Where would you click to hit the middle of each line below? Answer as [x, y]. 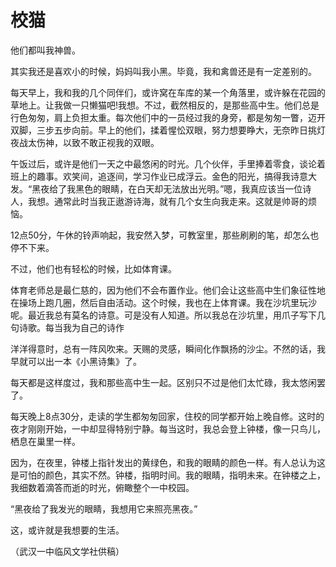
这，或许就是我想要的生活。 [67, 530]
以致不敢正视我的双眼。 [111, 142]
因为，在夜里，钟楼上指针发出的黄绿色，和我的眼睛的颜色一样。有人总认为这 [168, 462]
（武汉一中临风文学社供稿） [67, 551]
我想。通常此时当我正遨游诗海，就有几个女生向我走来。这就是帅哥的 [167, 201]
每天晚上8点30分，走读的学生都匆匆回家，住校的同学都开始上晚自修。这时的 [167, 416]
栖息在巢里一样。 [45, 441]
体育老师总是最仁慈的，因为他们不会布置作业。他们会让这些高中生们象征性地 [168, 290]
